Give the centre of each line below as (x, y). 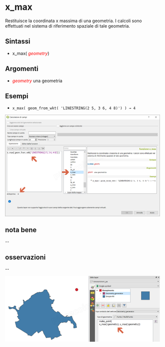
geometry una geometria (37, 81)
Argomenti (22, 69)
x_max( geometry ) (31, 53)
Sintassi (18, 42)
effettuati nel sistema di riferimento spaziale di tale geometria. (68, 26)
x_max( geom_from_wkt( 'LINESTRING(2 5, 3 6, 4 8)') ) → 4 (74, 108)
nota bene (21, 230)
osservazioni (25, 257)
